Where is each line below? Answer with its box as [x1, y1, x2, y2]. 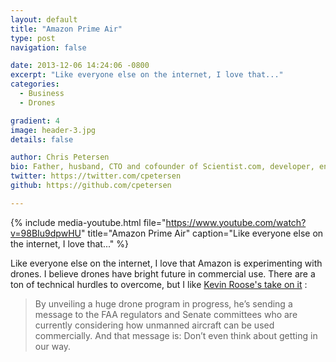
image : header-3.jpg [10, 125, 97, 135]
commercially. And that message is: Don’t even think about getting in [34, 329, 318, 341]
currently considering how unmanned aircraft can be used [34, 319, 275, 331]
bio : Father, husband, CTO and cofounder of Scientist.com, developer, [10, 162, 315, 172]
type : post [10, 33, 56, 43]
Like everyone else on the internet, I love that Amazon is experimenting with [10, 257, 323, 269]
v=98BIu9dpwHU [10, 227, 82, 239]
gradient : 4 [10, 116, 60, 126]
